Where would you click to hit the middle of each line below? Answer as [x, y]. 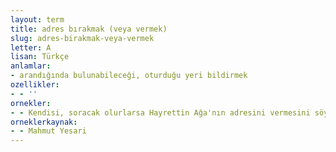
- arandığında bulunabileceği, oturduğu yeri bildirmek [129, 76]
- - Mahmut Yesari [48, 131]
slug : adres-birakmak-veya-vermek [82, 38]
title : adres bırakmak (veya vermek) [89, 29]
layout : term [37, 19]
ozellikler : [35, 85]
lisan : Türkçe [40, 57]
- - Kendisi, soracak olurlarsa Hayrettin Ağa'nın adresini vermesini [160, 112]
